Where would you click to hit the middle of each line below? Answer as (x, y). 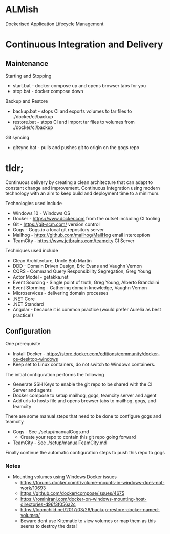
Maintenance (27, 63)
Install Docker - (29, 354)
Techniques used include (32, 250)
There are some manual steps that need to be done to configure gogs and (83, 416)
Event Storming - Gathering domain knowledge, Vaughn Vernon (80, 288)
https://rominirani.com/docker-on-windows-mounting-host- (83, 499)
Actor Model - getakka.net (40, 277)
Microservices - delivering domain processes (60, 293)
